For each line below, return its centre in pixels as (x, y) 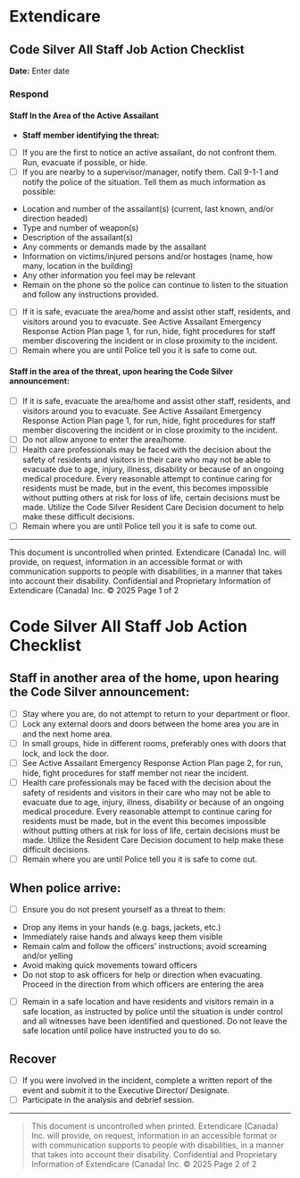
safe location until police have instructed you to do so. (121, 1031)
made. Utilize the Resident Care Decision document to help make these (153, 840)
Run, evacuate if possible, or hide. (85, 163)
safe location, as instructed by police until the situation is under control (152, 1012)
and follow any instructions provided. (90, 294)
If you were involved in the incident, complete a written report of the (147, 1080)
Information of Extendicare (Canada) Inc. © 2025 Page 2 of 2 (144, 1165)
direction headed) (55, 219)
